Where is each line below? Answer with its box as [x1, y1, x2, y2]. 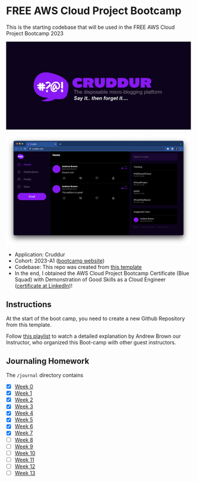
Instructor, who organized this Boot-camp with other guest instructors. [6, 339, 176, 346]
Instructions [6, 299, 52, 310]
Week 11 [14, 456, 35, 463]
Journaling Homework [6, 356, 90, 366]
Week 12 [14, 463, 36, 470]
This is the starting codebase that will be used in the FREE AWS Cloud [6, 24, 175, 31]
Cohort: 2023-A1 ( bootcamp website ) [14, 257, 105, 264]
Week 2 [14, 396, 33, 404]
